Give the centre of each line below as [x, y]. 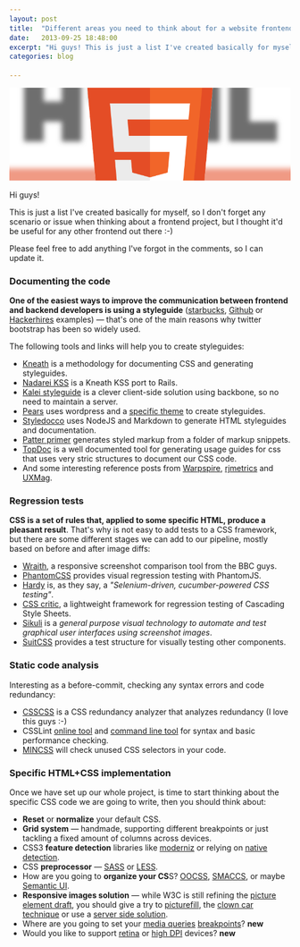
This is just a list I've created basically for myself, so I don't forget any [137, 212]
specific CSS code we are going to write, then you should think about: [137, 801]
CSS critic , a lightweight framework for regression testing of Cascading [153, 605]
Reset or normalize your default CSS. [92, 819]
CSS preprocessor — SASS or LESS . [90, 867]
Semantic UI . [46, 885]
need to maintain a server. [70, 402]
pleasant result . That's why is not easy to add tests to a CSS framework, [143, 530]
